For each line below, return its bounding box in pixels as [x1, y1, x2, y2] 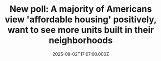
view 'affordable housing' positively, [4, 14, 157, 25]
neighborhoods [48, 35, 113, 46]
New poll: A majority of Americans [9, 3, 152, 15]
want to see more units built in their [7, 25, 154, 35]
